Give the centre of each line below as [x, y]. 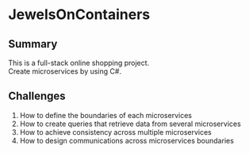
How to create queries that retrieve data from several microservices [130, 124]
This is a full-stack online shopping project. [79, 63]
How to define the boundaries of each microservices [106, 115]
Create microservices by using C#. [65, 71]
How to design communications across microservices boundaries [126, 140]
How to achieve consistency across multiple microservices [115, 132]
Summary [33, 44]
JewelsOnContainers [79, 15]
